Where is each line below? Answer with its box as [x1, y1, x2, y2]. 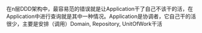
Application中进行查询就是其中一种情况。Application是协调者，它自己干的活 [6, 13, 197, 20]
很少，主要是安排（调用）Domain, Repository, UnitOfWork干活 [6, 20, 162, 27]
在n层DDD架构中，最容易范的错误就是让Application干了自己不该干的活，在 [6, 5, 193, 12]
